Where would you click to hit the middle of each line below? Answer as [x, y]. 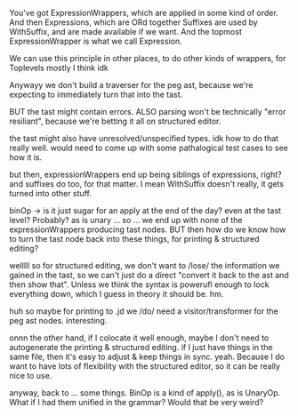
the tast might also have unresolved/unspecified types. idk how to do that [144, 138]
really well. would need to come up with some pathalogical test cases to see [149, 148]
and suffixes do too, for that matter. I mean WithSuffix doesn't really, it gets [147, 184]
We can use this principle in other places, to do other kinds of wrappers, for [148, 58]
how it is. [26, 157]
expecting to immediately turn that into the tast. [96, 94]
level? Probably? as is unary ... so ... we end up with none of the [126, 220]
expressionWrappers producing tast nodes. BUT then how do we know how [148, 229]
